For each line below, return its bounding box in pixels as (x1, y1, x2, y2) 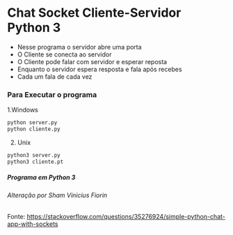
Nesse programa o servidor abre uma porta (17, 43, 142, 51)
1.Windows (7, 106, 38, 114)
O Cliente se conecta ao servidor (17, 50, 112, 59)
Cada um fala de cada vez (17, 72, 93, 81)
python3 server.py (7, 151, 61, 158)
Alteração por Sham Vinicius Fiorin (7, 190, 108, 199)
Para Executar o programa (7, 89, 97, 99)
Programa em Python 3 (7, 173, 76, 182)
